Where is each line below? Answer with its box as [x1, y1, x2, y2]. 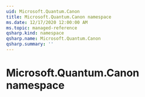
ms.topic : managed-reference [6, 25, 77, 31]
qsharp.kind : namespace [6, 30, 65, 36]
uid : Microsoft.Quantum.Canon [6, 8, 80, 15]
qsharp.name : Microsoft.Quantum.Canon [6, 36, 101, 41]
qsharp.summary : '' [6, 41, 54, 47]
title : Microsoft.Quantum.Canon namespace [6, 14, 112, 20]
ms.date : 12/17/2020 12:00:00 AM [6, 19, 88, 25]
